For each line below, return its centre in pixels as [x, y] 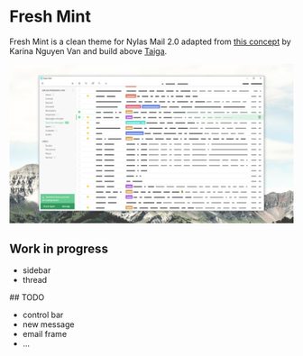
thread [35, 280]
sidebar [37, 270]
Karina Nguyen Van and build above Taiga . [88, 50]
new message [48, 324]
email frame [45, 334]
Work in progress [59, 248]
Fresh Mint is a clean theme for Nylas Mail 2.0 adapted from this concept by [150, 41]
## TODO [27, 297]
